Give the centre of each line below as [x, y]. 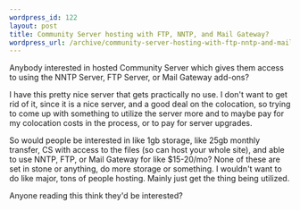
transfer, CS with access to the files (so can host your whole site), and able [147, 150]
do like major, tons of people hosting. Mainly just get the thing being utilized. [150, 179]
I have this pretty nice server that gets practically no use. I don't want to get [149, 95]
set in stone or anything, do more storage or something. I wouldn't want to [146, 169]
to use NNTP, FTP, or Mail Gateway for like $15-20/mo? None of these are [145, 160]
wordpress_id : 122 [43, 17]
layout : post [33, 26]
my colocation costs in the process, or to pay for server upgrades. [131, 123]
